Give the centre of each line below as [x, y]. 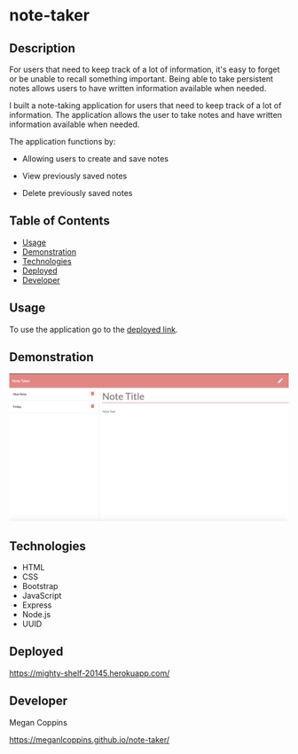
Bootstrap [40, 586]
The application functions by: [63, 141]
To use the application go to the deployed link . [94, 329]
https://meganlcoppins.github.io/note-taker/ [90, 739]
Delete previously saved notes [77, 193]
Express [37, 605]
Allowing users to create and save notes [95, 159]
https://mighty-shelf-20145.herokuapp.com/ [90, 673]
